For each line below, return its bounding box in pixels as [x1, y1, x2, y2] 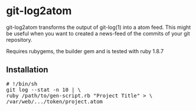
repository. [6, 36, 32, 43]
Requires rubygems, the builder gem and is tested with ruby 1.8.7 [6, 47, 164, 54]
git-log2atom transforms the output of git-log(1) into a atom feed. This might [6, 24, 191, 31]
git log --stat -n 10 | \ [6, 86, 81, 93]
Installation [6, 65, 48, 75]
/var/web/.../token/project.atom [6, 98, 103, 105]
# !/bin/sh [6, 80, 38, 87]
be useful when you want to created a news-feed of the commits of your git [6, 30, 190, 37]
